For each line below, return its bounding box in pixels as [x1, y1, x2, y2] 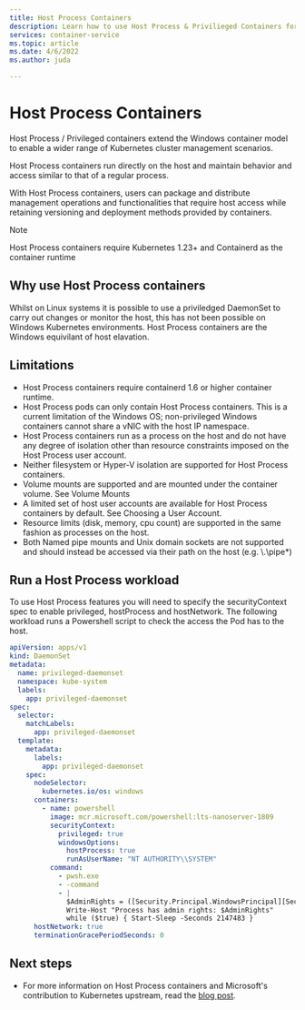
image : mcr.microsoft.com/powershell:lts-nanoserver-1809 [49, 812, 274, 822]
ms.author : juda [9, 56, 71, 65]
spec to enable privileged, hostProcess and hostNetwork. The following [9, 606, 278, 617]
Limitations [9, 358, 74, 373]
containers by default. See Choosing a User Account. [22, 507, 222, 519]
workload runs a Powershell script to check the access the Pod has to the [9, 616, 284, 627]
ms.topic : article [9, 38, 79, 48]
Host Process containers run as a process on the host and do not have [22, 429, 287, 441]
